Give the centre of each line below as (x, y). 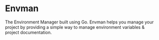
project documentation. (28, 32)
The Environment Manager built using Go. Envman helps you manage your (79, 22)
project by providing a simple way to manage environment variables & (75, 27)
